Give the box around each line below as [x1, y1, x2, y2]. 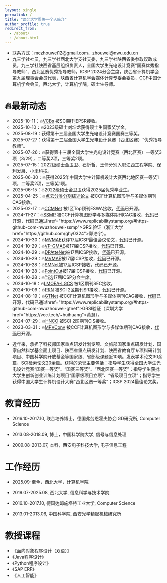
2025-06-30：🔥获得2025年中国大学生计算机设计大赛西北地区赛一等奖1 [12, 174, 159, 180]
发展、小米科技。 [16, 168, 52, 174]
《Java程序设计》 [12, 554, 46, 560]
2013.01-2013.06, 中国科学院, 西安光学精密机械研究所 [12, 511, 121, 517]
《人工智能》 [12, 572, 39, 578]
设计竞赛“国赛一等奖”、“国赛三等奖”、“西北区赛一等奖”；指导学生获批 [16, 366, 160, 372]
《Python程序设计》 [12, 560, 51, 566]
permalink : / [5, 12, 32, 17]
